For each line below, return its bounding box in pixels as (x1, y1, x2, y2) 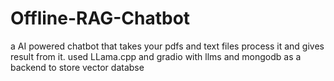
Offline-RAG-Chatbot (10, 7, 191, 30)
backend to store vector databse (10, 61, 145, 73)
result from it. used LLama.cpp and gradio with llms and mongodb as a (10, 50, 302, 62)
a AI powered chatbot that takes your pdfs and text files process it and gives (10, 40, 325, 52)
